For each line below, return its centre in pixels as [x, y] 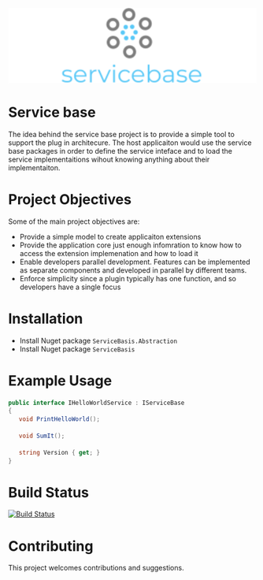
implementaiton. [34, 167]
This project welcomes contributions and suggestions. [96, 568]
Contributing [51, 546]
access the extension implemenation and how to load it [109, 253]
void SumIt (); [42, 436]
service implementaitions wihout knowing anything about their [109, 159]
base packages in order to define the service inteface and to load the [120, 151]
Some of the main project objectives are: [74, 221]
